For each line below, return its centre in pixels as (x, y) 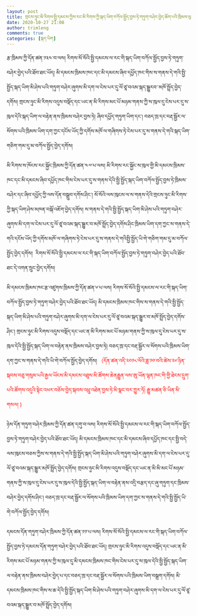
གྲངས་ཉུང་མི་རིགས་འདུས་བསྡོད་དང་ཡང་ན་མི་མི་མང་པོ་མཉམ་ (131, 468)
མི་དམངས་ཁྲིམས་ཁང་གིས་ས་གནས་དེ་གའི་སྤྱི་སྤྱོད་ (141, 302)
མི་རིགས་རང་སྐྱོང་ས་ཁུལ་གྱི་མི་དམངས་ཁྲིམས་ (146, 165)
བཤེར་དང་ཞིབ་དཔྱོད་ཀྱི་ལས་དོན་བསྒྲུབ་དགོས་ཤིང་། (50, 195)
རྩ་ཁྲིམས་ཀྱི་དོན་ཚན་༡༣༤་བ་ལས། (36, 58)
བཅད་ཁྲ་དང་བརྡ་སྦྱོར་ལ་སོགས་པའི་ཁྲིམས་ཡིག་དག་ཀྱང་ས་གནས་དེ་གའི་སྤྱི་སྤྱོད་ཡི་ (116, 497)
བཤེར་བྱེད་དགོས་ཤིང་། (25, 497)
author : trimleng (28, 28)
